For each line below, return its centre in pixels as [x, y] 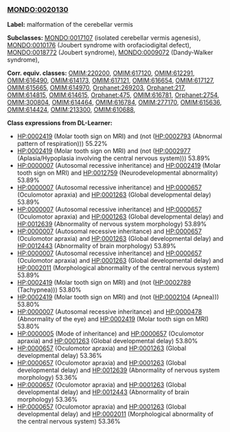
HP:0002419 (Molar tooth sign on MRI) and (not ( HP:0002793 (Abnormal [119, 136]
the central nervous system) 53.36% [69, 422]
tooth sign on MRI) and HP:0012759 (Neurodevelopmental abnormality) [117, 173]
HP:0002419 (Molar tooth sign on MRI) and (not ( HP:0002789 [104, 283]
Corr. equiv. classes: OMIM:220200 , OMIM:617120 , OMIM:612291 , [101, 73]
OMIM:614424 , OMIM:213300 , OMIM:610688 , [71, 110]
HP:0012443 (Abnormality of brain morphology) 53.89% [96, 246]
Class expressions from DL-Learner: [60, 123]
